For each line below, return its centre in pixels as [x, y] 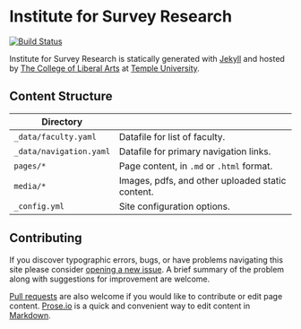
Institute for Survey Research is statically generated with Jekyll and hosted [147, 58]
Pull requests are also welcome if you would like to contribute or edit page [146, 296]
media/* [30, 186]
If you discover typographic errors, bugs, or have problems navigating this [146, 260]
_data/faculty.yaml [55, 137]
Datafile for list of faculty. [172, 136]
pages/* [30, 166]
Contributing [46, 238]
